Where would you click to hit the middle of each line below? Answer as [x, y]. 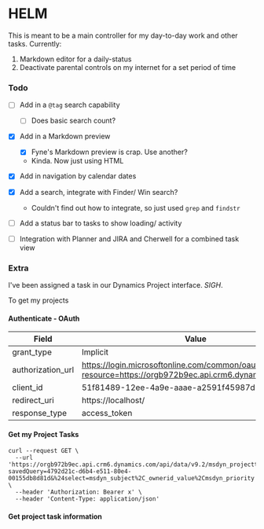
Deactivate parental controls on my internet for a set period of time [128, 67]
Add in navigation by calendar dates [78, 176]
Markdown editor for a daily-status [75, 59]
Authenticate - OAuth [44, 318]
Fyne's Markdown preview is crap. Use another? [110, 152]
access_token [107, 413]
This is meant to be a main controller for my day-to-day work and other [123, 35]
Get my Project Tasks [44, 434]
